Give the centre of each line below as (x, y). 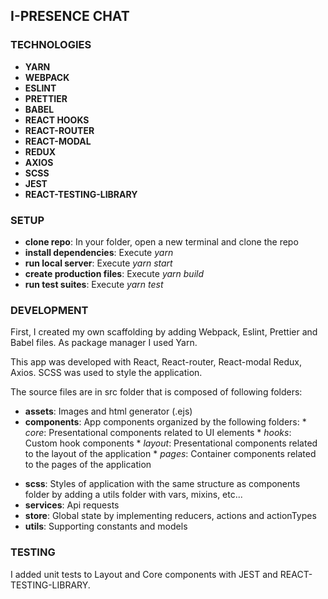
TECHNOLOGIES (51, 45)
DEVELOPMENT (49, 310)
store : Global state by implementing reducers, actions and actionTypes (170, 516)
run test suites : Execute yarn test (94, 284)
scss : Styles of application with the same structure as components (162, 484)
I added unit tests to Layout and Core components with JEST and (144, 574)
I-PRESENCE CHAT (70, 16)
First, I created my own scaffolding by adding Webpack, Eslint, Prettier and (164, 332)
